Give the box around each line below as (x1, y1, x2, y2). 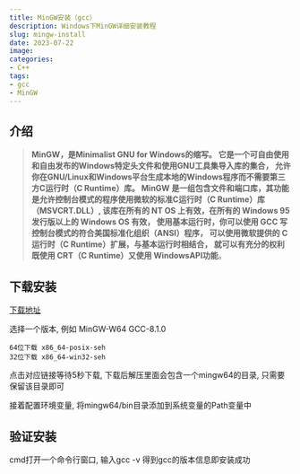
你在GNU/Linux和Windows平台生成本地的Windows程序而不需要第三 (30, 171, 287, 182)
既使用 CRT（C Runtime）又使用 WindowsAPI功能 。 (30, 250, 227, 261)
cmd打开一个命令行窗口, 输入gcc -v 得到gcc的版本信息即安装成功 (9, 454, 251, 465)
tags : (9, 72, 30, 81)
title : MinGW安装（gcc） (9, 13, 97, 22)
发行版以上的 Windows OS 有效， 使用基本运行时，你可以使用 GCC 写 (30, 216, 288, 227)
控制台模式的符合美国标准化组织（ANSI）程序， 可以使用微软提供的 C (30, 228, 288, 239)
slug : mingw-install (9, 30, 87, 39)
